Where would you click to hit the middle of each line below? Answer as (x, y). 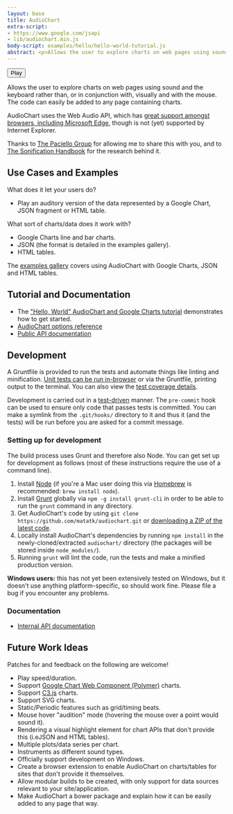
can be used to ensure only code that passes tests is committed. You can (112, 407)
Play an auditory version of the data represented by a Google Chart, (114, 203)
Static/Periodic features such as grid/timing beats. (89, 707)
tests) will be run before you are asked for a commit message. (96, 422)
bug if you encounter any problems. (58, 593)
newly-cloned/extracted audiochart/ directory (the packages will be (114, 543)
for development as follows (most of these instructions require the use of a (114, 463)
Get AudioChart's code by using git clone (78, 513)
